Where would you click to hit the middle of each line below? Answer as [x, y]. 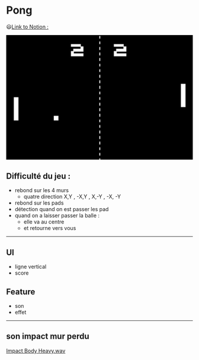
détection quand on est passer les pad [62, 209]
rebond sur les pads [39, 203]
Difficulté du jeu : [38, 176]
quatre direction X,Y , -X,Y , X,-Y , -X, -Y [72, 197]
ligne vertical [31, 267]
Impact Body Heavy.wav [36, 351]
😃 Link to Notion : [28, 27]
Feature [21, 291]
